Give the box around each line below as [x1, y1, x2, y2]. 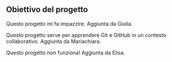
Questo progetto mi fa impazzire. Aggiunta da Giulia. [6, 20, 133, 27]
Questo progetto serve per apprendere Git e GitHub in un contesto [6, 32, 167, 39]
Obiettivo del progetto [6, 5, 88, 15]
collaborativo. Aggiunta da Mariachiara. [6, 37, 102, 44]
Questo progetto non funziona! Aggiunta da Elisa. [6, 49, 125, 56]
